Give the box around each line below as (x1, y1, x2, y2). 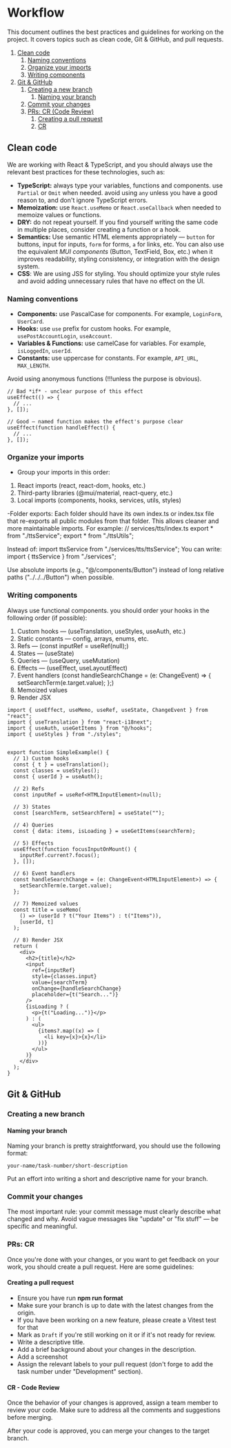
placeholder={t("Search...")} (32, 991, 119, 998)
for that (17, 1323, 39, 1331)
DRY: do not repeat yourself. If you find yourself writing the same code (17, 218, 219, 226)
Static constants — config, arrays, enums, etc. (17, 634, 150, 643)
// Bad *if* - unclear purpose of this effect (7, 388, 143, 395)
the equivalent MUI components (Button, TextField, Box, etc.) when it (17, 247, 213, 255)
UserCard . (17, 317, 45, 326)
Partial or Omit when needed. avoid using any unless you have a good (17, 188, 218, 196)
